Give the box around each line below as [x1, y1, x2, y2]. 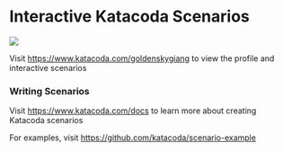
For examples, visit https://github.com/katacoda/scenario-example [9, 132, 256, 143]
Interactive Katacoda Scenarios [9, 6, 250, 27]
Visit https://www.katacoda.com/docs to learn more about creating [9, 105, 257, 116]
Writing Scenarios [9, 85, 90, 97]
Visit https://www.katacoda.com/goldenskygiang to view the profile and [9, 52, 275, 64]
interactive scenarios [9, 62, 87, 73]
